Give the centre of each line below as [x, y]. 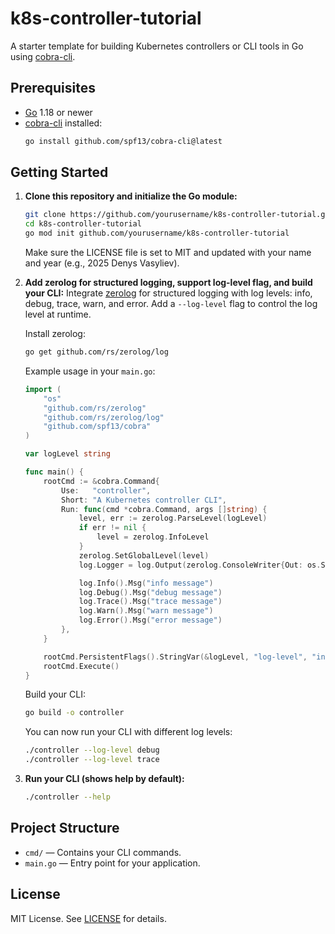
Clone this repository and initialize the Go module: [131, 196]
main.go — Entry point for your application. [112, 863]
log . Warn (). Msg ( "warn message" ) [146, 611]
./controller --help [67, 797]
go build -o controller [74, 713]
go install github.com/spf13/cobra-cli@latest [123, 141]
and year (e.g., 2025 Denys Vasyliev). [102, 263]
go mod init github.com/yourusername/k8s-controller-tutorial [157, 233]
